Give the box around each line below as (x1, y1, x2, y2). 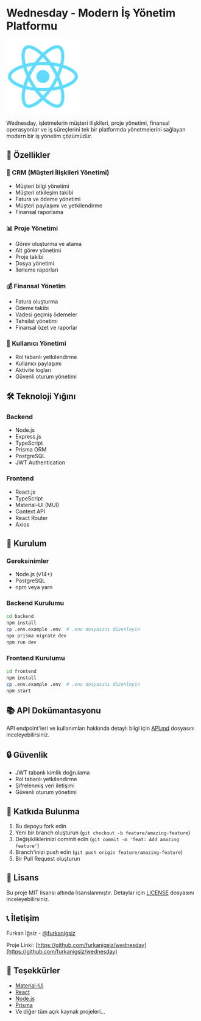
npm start (6, 688, 32, 694)
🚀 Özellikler (6, 150, 51, 160)
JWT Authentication (15, 459, 66, 466)
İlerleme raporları (15, 266, 59, 273)
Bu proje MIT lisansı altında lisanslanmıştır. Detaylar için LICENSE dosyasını (6, 889, 194, 896)
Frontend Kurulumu (6, 653, 65, 662)
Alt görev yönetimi (15, 247, 62, 254)
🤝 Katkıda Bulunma (6, 806, 80, 817)
